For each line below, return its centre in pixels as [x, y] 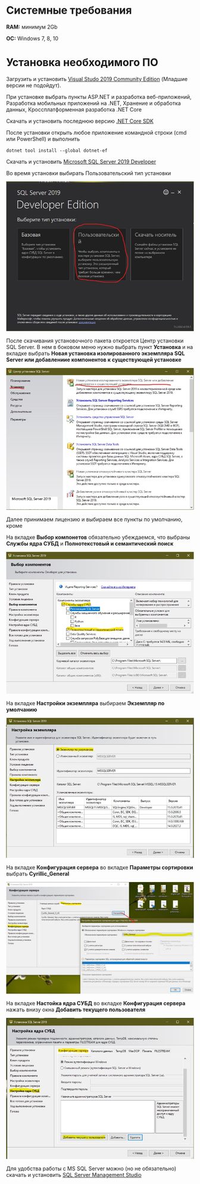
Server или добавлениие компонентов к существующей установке [94, 360]
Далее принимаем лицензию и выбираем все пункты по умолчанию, [94, 519]
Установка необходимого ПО [82, 63]
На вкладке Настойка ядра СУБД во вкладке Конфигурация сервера [96, 1004]
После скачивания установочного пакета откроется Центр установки [95, 341]
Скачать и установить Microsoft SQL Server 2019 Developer [81, 161]
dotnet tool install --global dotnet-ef [57, 150]
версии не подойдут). [34, 85]
